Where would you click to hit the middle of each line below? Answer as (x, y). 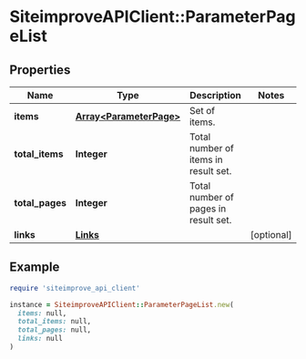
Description (215, 95)
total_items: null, (55, 322)
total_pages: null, (55, 330)
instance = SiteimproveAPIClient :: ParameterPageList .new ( (122, 304)
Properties (40, 70)
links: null (41, 339)
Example (35, 267)
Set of (203, 111)
